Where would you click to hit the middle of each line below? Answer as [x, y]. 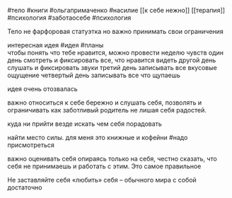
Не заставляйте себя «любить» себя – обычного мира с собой [102, 180]
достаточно [25, 187]
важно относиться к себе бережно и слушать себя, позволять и [105, 103]
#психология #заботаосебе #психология [69, 18]
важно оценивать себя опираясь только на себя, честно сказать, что [112, 159]
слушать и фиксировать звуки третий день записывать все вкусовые [112, 68]
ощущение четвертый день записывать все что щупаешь [94, 75]
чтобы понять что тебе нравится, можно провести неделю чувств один [116, 53]
